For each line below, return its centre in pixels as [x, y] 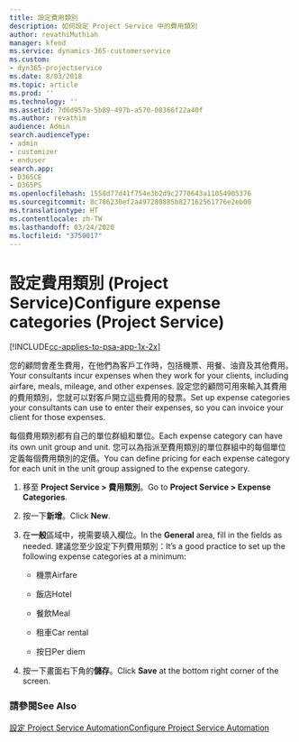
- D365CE [26, 177]
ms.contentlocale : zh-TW [56, 219]
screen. [36, 681]
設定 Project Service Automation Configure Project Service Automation [140, 728]
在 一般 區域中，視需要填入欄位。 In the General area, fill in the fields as [152, 535]
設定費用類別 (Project [89, 283]
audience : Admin [40, 127]
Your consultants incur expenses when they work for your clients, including [149, 376]
